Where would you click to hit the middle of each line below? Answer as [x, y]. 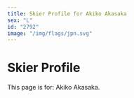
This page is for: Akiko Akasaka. [54, 87]
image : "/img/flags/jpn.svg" [50, 33]
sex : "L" [20, 20]
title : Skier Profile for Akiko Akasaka [67, 14]
